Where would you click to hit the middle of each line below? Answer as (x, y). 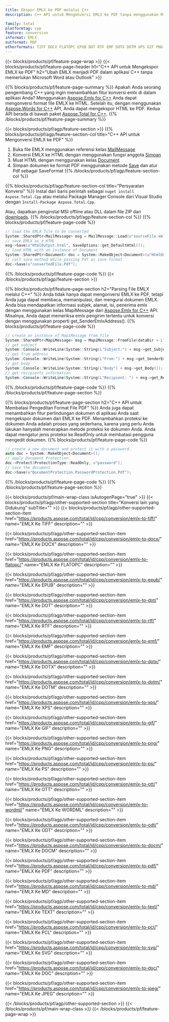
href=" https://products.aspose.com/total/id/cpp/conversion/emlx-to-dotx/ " (83, 661)
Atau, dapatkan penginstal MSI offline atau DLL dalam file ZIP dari (73, 211)
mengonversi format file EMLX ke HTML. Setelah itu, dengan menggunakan (83, 103)
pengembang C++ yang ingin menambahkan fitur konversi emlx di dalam (81, 92)
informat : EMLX (21, 38)
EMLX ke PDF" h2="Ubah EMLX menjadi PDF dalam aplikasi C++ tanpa (79, 72)
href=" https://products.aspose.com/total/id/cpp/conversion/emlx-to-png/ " (82, 743)
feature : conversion (27, 33)
